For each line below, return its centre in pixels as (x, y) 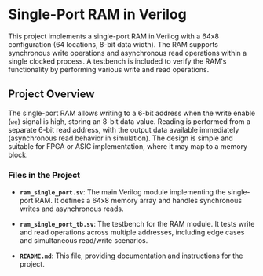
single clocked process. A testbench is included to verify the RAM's (117, 61)
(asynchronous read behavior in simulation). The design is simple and (121, 138)
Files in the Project (44, 175)
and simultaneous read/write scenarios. (84, 241)
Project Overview (51, 94)
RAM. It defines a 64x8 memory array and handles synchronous (138, 201)
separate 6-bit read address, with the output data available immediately (124, 129)
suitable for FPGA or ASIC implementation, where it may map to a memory (128, 146)
